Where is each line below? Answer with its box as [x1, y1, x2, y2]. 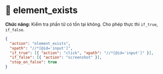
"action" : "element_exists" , [10, 41, 71, 46]
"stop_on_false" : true [10, 60, 57, 65]
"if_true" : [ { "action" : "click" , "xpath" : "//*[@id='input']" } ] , [10, 50, 154, 55]
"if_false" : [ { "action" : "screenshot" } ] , [10, 55, 102, 60]
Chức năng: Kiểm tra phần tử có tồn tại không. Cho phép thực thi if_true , [5, 21, 158, 27]
